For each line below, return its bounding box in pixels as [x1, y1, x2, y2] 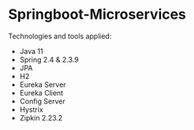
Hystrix [19, 104, 43, 114]
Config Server [19, 96, 65, 106]
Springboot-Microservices [8, 5, 187, 23]
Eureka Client [19, 88, 64, 97]
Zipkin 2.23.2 [19, 113, 63, 122]
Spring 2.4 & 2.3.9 [19, 55, 79, 64]
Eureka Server [19, 80, 66, 89]
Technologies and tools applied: [8, 31, 112, 41]
